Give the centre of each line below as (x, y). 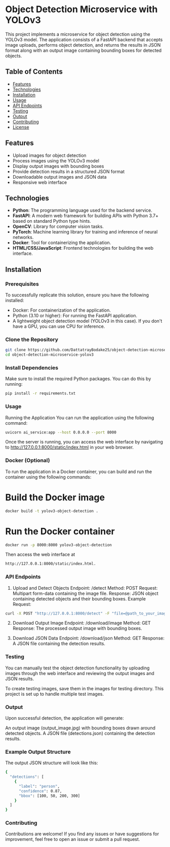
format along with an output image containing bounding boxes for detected (83, 50)
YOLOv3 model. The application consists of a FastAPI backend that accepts (84, 40)
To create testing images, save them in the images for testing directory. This (84, 688)
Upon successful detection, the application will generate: (65, 718)
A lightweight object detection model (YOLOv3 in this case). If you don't (87, 321)
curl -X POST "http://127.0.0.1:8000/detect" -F (57, 613)
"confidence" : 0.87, (40, 791)
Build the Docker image (55, 497)
